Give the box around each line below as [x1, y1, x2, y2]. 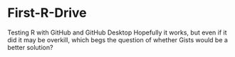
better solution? [7, 43, 53, 51]
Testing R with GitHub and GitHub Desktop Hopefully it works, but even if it [7, 28, 227, 37]
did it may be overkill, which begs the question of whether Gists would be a [7, 35, 228, 44]
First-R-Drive [7, 5, 87, 21]
